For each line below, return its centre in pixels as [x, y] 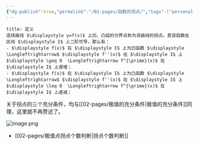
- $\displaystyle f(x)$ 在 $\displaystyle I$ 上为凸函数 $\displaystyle [95, 73]
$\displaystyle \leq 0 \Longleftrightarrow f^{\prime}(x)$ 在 [86, 86]
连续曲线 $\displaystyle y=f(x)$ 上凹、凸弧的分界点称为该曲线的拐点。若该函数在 [98, 35]
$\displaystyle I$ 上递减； [39, 92]
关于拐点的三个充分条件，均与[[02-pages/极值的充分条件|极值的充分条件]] [97, 104]
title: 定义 [20, 29]
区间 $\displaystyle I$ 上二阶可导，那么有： [58, 42]
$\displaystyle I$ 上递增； [39, 67]
